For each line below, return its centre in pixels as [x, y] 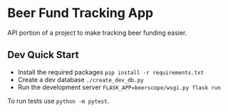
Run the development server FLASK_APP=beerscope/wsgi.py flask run [119, 87]
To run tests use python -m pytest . [58, 101]
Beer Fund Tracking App [81, 13]
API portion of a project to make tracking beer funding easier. [97, 33]
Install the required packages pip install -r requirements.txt [111, 72]
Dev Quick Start [43, 55]
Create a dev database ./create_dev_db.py [81, 79]
